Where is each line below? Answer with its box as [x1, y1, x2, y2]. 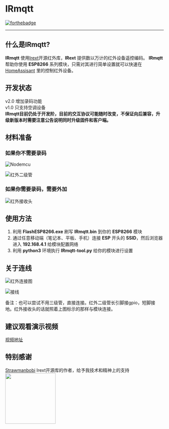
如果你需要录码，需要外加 [5, 185, 67, 193]
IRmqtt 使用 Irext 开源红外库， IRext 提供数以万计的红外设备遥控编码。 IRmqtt [5, 55, 163, 61]
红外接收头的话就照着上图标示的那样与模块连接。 [14, 306, 116, 312]
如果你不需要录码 [5, 150, 47, 157]
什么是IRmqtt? [5, 40, 50, 49]
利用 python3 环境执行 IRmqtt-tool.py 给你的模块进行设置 [12, 248, 133, 254]
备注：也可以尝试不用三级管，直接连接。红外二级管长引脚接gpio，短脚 [5, 300, 151, 306]
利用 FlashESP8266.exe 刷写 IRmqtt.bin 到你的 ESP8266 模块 [12, 228, 142, 235]
